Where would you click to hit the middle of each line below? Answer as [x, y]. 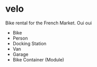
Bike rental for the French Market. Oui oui [48, 23]
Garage [20, 54]
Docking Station [30, 43]
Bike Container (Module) [38, 59]
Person [20, 38]
